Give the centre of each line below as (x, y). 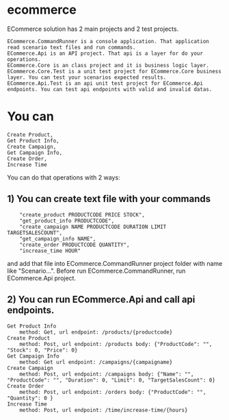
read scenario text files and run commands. (71, 47)
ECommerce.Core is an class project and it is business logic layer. (108, 65)
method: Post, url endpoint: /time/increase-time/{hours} (104, 410)
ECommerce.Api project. (42, 278)
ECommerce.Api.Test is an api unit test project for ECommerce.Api (105, 83)
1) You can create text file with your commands (109, 199)
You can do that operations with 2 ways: (64, 177)
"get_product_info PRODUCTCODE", (67, 221)
